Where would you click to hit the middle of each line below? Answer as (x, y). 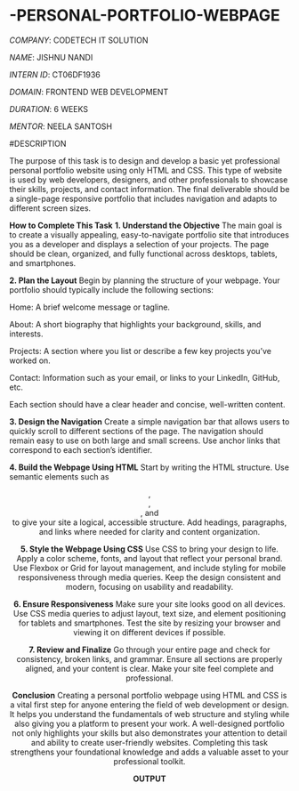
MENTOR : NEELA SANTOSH (61, 126)
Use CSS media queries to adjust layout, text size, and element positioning (149, 613)
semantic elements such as (59, 476)
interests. (26, 334)
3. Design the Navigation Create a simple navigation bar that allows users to (149, 421)
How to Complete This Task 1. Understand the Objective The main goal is (146, 225)
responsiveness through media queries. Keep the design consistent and (149, 577)
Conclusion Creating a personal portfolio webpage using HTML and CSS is (149, 695)
